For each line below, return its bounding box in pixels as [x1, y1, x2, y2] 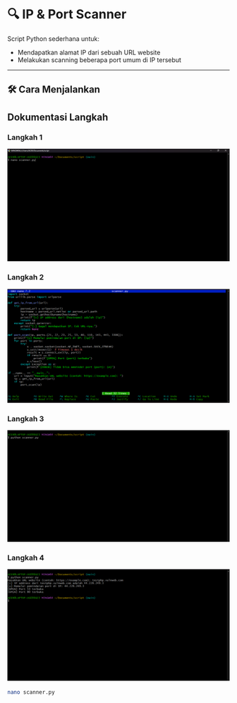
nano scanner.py [7, 688, 55, 696]
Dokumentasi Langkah [7, 111, 109, 123]
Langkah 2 [7, 272, 44, 282]
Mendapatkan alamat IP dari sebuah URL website [17, 48, 161, 56]
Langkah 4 [7, 553, 44, 563]
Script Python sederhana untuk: [7, 34, 100, 43]
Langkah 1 [7, 132, 43, 142]
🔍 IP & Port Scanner [7, 6, 127, 23]
